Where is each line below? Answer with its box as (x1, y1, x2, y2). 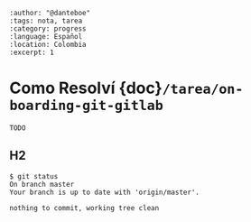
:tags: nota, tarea (9, 16, 83, 25)
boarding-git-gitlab (9, 97, 164, 115)
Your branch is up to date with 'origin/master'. (9, 188, 200, 197)
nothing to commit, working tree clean (9, 203, 160, 212)
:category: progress (9, 24, 88, 33)
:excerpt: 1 (9, 48, 54, 57)
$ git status (9, 171, 59, 180)
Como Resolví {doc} (9, 78, 163, 98)
